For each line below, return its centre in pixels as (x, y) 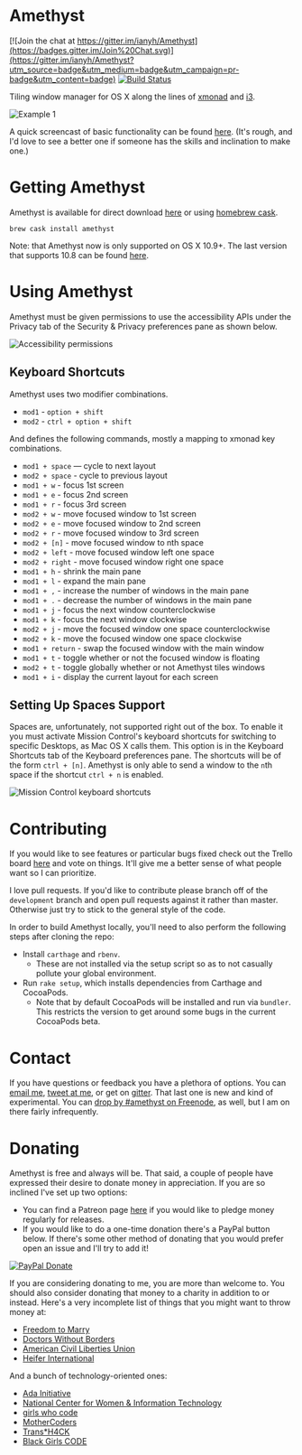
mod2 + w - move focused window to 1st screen (109, 513)
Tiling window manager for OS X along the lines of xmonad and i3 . (132, 97)
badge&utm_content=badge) (63, 79)
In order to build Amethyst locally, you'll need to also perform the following (148, 928)
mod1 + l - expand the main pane (84, 581)
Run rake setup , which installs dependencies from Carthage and (142, 983)
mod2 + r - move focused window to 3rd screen (111, 533)
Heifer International (58, 1358)
